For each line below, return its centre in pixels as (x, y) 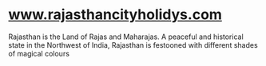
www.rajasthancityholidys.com (115, 15)
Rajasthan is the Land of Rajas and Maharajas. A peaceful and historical (126, 37)
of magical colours (39, 53)
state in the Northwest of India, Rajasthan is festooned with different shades (133, 45)
